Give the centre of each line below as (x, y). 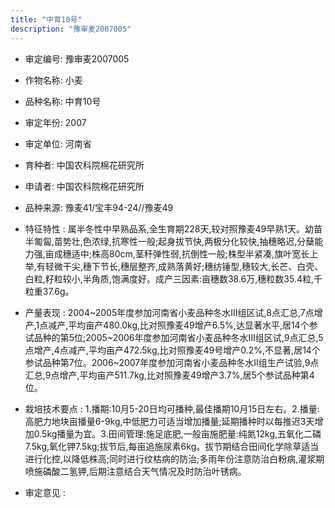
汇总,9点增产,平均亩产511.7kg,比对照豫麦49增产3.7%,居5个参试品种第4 (169, 375)
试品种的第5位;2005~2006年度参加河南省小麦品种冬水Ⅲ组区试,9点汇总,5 (174, 337)
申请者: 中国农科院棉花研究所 (84, 186)
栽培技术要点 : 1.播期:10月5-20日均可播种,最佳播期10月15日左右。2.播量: (172, 408)
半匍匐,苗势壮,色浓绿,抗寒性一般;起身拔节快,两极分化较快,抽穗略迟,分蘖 (169, 241)
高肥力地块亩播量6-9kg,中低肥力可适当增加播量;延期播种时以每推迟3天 (169, 421)
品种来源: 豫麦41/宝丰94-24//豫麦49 (99, 207)
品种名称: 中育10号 (63, 101)
